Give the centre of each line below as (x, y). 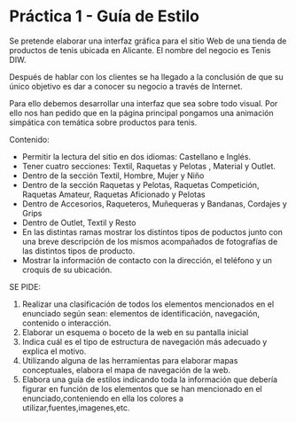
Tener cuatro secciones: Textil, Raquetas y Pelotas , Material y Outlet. (149, 166)
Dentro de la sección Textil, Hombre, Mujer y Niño (113, 176)
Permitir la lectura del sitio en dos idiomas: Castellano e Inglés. (136, 156)
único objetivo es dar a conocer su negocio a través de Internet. (126, 86)
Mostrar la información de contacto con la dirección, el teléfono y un (147, 260)
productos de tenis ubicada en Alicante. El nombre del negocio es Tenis (140, 50)
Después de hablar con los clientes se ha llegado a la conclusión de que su (146, 76)
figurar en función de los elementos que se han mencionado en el (142, 388)
